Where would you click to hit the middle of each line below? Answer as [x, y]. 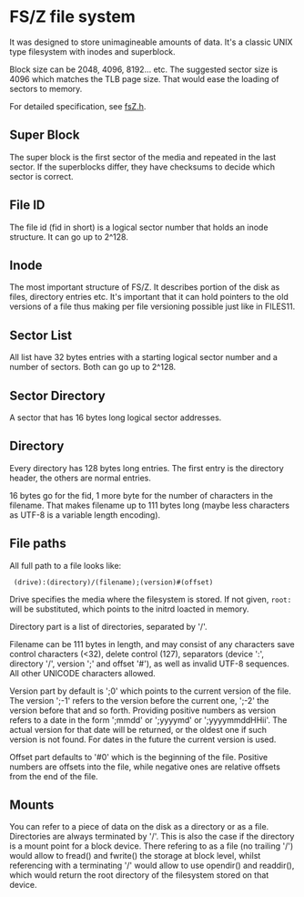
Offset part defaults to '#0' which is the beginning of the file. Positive [139, 757]
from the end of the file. [54, 776]
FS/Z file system [73, 17]
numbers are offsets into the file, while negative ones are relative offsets [145, 767]
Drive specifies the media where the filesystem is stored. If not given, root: [151, 599]
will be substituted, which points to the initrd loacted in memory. [129, 609]
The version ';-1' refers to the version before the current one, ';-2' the [140, 700]
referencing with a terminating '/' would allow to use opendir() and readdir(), [152, 866]
